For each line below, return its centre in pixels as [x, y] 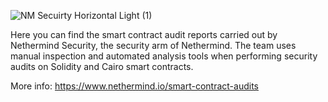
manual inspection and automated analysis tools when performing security [164, 56]
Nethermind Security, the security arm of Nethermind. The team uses [153, 45]
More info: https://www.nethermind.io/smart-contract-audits [134, 86]
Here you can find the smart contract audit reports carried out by [144, 34]
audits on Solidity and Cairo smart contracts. [102, 66]
